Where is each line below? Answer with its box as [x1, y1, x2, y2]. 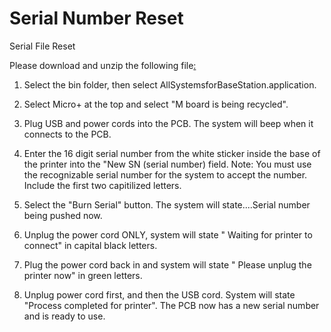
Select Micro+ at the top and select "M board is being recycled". [23, 98, 289, 110]
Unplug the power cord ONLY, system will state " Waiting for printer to [23, 228, 313, 241]
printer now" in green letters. [23, 269, 143, 281]
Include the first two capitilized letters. [23, 179, 182, 191]
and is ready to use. [23, 310, 106, 322]
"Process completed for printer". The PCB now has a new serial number [23, 299, 320, 311]
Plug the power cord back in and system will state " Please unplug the [23, 258, 312, 271]
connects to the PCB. [23, 128, 112, 140]
